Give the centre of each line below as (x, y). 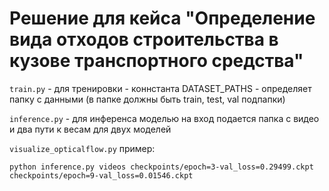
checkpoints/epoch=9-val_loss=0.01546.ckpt (101, 175)
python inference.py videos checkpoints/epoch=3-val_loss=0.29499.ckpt (161, 167)
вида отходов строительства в (144, 39)
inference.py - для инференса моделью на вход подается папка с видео (164, 118)
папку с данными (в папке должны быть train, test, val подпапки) (147, 99)
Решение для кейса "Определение (162, 18)
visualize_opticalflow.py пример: (82, 148)
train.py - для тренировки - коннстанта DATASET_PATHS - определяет (160, 88)
